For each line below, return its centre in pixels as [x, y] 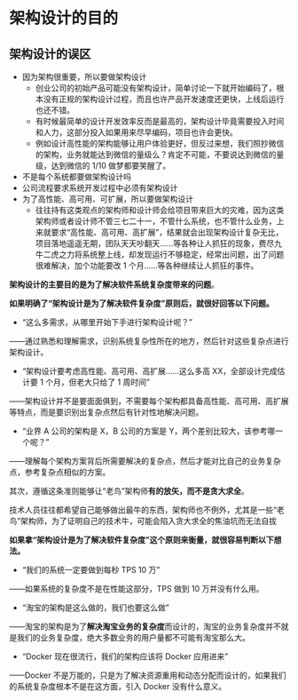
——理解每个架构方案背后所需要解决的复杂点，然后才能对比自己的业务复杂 [145, 461]
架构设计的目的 [64, 18]
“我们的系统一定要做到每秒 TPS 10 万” [91, 570]
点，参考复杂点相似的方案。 [60, 472]
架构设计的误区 [50, 54]
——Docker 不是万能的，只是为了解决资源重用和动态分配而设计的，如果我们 [148, 675]
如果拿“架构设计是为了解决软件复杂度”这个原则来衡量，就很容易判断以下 [142, 540]
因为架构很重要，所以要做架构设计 [84, 77]
